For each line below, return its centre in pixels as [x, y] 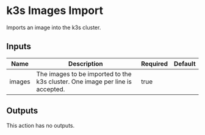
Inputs [19, 47]
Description [86, 63]
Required [155, 63]
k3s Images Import [55, 11]
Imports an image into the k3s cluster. [54, 27]
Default [185, 63]
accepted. [51, 89]
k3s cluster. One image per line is [84, 81]
